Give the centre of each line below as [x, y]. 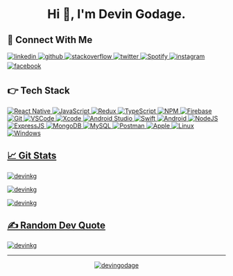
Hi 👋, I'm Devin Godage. [116, 14]
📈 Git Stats [32, 156]
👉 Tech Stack [39, 90]
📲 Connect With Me [50, 40]
